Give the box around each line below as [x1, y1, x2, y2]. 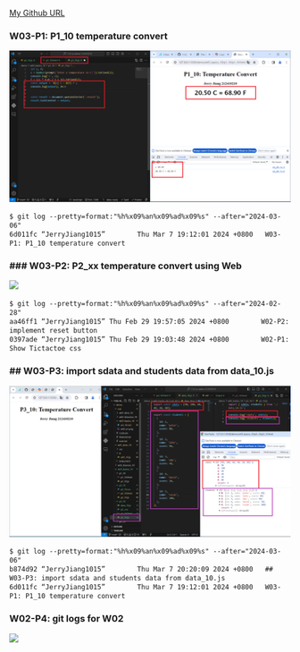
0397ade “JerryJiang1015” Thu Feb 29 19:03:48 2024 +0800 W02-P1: [9, 335, 290, 344]
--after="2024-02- [212, 300, 281, 309]
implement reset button [9, 326, 98, 335]
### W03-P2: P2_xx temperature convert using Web [9, 259, 243, 272]
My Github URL [9, 8, 65, 18]
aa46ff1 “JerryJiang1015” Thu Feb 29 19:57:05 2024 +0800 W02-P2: [9, 318, 290, 326]
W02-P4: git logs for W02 [9, 613, 124, 625]
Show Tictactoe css [9, 344, 82, 353]
